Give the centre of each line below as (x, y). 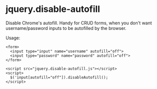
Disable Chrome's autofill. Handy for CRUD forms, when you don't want (79, 23)
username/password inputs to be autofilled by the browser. (66, 28)
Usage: (13, 38)
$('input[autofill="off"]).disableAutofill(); (59, 77)
